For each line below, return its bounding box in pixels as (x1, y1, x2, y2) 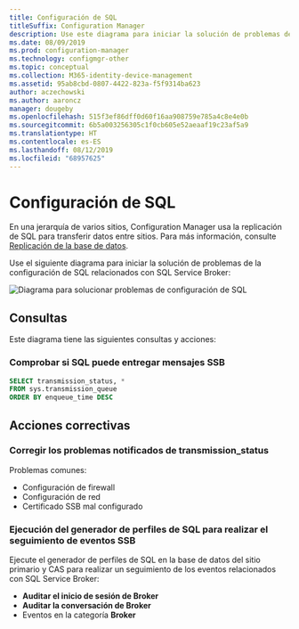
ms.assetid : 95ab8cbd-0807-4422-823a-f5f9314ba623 (9, 79, 201, 88)
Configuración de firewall (21, 482, 116, 493)
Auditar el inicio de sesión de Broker (21, 591, 159, 601)
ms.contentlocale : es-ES (9, 137, 101, 146)
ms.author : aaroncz (9, 95, 82, 105)
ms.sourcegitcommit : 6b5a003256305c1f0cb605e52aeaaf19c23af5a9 (9, 121, 249, 130)
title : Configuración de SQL (9, 12, 117, 22)
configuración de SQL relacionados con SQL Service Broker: (9, 267, 231, 278)
